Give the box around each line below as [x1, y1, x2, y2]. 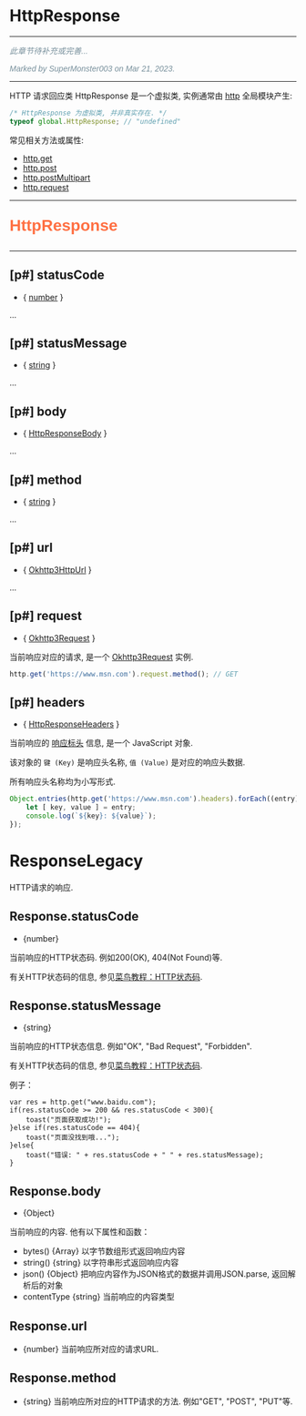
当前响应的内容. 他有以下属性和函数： [9, 1227, 150, 1238]
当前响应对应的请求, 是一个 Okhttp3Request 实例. [9, 651, 194, 662]
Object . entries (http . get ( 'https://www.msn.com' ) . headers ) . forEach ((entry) [9, 794, 300, 804]
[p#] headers [9, 694, 86, 710]
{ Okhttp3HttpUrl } [22, 564, 93, 575]
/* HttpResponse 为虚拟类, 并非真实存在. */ [9, 108, 168, 117]
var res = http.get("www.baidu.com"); [9, 1098, 157, 1107]
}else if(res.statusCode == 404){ [9, 1124, 141, 1133]
